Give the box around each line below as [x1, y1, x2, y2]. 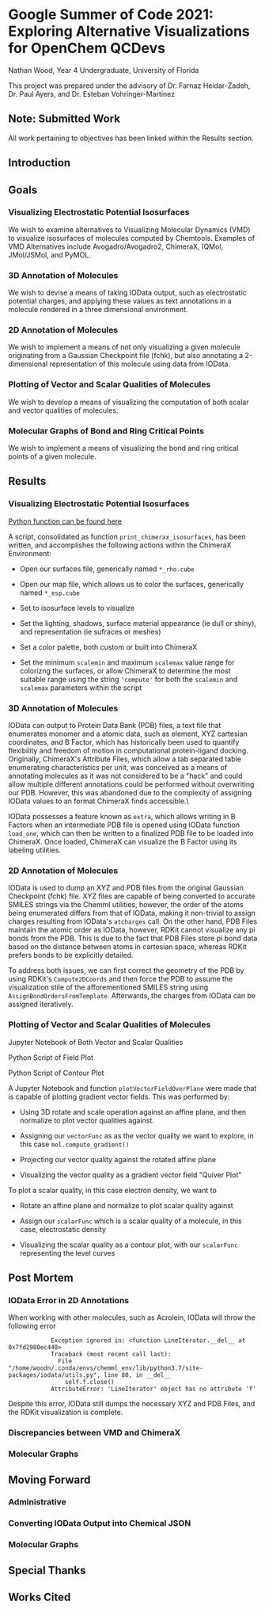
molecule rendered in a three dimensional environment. [8, 305, 188, 315]
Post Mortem [8, 1271, 74, 1284]
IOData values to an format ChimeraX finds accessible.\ [8, 796, 189, 806]
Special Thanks [8, 1563, 86, 1577]
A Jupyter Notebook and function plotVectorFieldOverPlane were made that [8, 1083, 257, 1092]
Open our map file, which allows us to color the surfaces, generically [19, 579, 244, 589]
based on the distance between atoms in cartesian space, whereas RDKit [8, 942, 247, 951]
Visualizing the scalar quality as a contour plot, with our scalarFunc [19, 1240, 239, 1249]
